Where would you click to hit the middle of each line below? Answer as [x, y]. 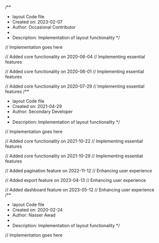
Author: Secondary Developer [42, 111]
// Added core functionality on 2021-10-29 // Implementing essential [74, 156]
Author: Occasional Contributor [44, 27]
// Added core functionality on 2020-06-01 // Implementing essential [75, 71]
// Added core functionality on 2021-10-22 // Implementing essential [74, 141]
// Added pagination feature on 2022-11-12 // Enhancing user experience [79, 171]
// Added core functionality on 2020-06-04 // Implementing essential [75, 57]
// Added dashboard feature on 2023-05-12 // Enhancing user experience [80, 190]
